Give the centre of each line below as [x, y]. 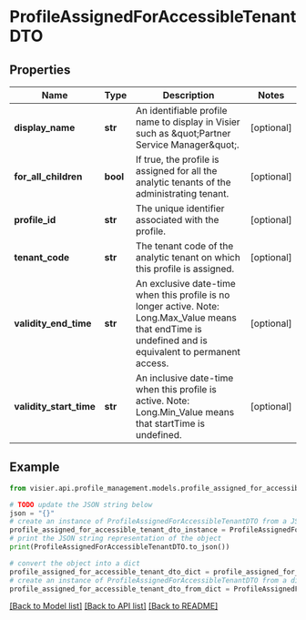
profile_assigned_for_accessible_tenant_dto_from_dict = [120, 589]
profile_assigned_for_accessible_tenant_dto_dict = [109, 572]
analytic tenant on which [188, 257]
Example [35, 468]
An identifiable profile [181, 111]
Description [189, 95]
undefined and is [171, 340]
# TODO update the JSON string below [81, 504]
